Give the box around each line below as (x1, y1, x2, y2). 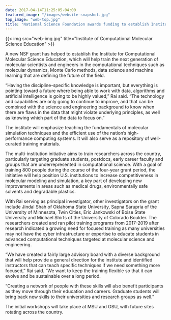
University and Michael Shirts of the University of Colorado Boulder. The (5, 215, 157, 221)
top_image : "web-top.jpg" (5, 17, 60, 22)
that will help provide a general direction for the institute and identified (5, 257, 153, 263)
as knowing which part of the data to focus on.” (5, 115, 105, 121)
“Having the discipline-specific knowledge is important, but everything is (5, 82, 158, 89)
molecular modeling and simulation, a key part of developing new (5, 178, 142, 184)
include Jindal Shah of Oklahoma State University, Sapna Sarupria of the (5, 204, 157, 210)
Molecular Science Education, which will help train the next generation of (5, 56, 159, 63)
